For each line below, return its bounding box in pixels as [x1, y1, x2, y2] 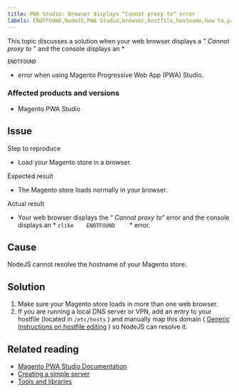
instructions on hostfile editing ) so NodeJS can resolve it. [17, 322, 188, 331]
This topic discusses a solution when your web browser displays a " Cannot [7, 36, 230, 45]
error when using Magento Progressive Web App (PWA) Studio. [17, 71, 204, 79]
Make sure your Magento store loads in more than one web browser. [17, 300, 218, 309]
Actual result [7, 199, 45, 207]
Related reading [7, 343, 80, 355]
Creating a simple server [17, 370, 90, 378]
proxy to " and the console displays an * [7, 44, 125, 53]
